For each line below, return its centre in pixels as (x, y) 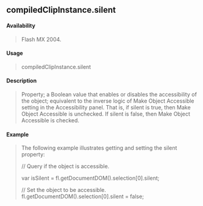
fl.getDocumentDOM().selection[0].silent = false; (83, 197)
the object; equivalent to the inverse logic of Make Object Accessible (108, 101)
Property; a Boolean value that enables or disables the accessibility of (109, 94)
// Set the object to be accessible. (64, 190)
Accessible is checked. (50, 120)
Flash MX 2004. (41, 39)
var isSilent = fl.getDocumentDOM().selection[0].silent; (90, 178)
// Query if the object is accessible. (65, 166)
